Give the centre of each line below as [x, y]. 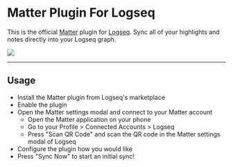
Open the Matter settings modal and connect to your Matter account [115, 112]
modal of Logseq [52, 141]
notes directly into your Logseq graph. [62, 39]
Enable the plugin [42, 105]
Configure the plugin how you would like [75, 149]
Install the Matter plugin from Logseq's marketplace [91, 97]
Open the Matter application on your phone [89, 119]
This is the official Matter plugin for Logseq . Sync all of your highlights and [113, 32]
